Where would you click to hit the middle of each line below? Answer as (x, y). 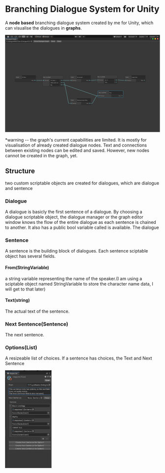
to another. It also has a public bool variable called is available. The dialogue (82, 227)
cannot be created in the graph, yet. (41, 155)
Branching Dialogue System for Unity (82, 9)
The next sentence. (25, 335)
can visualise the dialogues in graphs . (43, 28)
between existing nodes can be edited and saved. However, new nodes (77, 150)
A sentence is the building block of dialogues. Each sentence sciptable (77, 251)
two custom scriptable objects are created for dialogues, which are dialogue (82, 183)
